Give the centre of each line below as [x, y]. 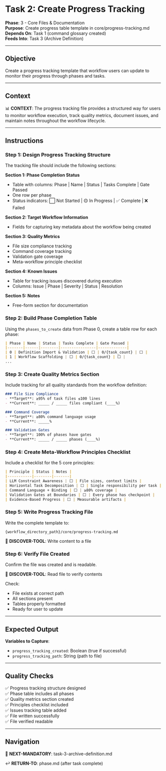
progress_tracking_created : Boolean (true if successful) [69, 650]
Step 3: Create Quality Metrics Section [52, 374]
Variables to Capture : [27, 641]
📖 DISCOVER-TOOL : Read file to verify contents [54, 574]
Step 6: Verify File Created [38, 554]
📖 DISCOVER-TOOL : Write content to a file [48, 541]
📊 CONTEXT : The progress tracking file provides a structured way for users [83, 108]
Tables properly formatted [39, 604]
